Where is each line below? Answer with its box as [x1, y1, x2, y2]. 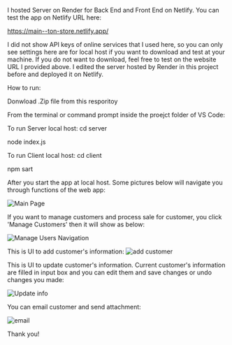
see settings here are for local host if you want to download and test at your [7, 48, 225, 56]
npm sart [7, 165, 34, 173]
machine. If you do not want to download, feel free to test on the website [7, 55, 217, 64]
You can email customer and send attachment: [7, 303, 141, 311]
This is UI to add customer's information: [7, 247, 124, 256]
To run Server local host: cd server [7, 124, 107, 132]
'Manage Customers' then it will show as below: [7, 220, 145, 228]
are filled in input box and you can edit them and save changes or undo [7, 268, 212, 277]
